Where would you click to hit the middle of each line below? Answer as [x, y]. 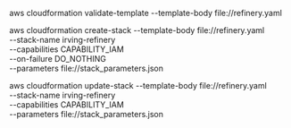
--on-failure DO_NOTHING [58, 59]
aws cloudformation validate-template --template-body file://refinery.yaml [146, 13]
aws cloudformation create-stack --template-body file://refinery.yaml [137, 30]
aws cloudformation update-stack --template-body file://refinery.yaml [138, 85]
